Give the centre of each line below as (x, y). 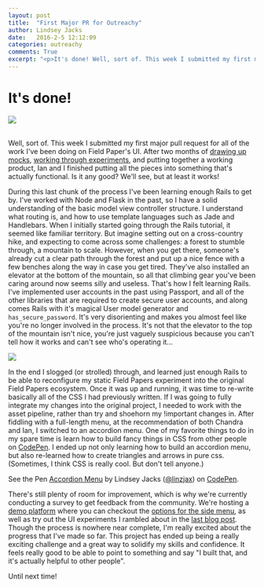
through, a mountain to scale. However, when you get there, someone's (124, 250)
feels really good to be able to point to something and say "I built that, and (128, 552)
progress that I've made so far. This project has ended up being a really (124, 536)
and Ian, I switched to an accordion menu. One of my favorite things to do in (131, 430)
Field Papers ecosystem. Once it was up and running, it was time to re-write (131, 388)
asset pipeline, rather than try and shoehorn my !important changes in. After (131, 413)
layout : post (29, 15)
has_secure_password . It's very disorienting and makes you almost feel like (128, 317)
